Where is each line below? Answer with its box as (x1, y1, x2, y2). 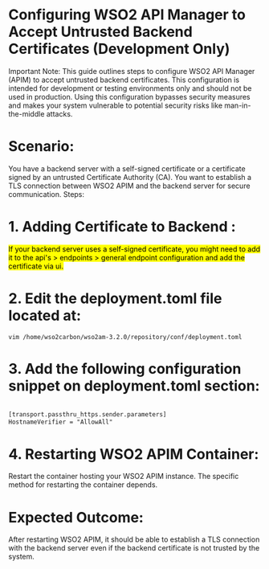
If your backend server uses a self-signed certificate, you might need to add (8, 244, 261, 254)
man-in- (224, 100, 251, 110)
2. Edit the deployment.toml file (8, 289, 222, 307)
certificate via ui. (8, 261, 64, 271)
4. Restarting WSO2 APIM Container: (8, 444, 259, 463)
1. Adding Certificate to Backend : (8, 218, 236, 236)
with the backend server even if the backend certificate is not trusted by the (8, 543, 260, 553)
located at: (8, 307, 82, 325)
